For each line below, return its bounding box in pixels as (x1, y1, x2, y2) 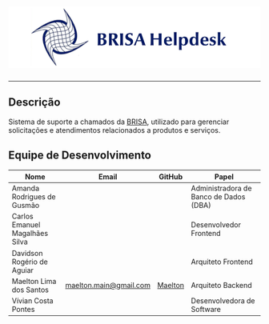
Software (191, 305, 222, 314)
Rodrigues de (11, 192, 56, 202)
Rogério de (11, 257, 48, 266)
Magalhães (11, 229, 49, 238)
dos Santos (11, 285, 50, 294)
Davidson (11, 248, 43, 258)
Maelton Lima (11, 276, 57, 286)
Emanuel (11, 220, 41, 230)
